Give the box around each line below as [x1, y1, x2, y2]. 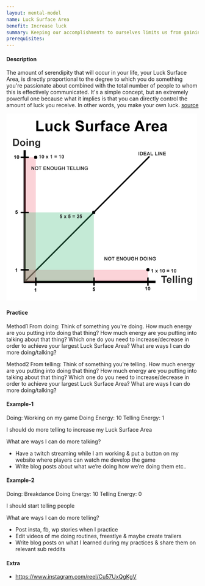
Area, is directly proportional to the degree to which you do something [6, 75, 183, 83]
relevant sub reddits [15, 546, 66, 552]
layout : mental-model [6, 10, 62, 16]
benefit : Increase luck [6, 23, 67, 29]
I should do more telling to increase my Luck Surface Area [6, 426, 153, 433]
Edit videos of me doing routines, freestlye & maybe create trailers [15, 533, 182, 539]
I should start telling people [6, 502, 75, 509]
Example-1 [6, 400, 34, 408]
